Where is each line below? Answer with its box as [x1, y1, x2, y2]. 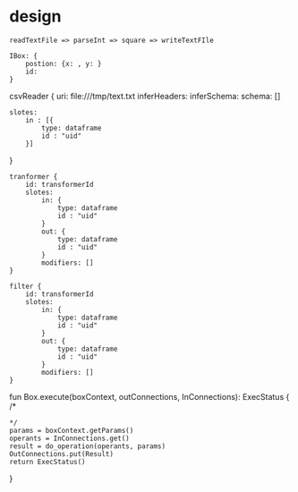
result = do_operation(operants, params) [9, 441, 166, 451]
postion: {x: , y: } [25, 59, 102, 68]
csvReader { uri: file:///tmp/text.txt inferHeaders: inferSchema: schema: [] [9, 90, 281, 101]
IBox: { [9, 51, 38, 60]
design [9, 6, 62, 27]
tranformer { [9, 172, 58, 181]
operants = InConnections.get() [9, 434, 130, 443]
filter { [9, 282, 42, 291]
